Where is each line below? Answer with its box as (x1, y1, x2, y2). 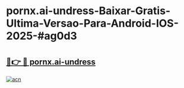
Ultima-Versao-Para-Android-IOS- (6, 17, 179, 30)
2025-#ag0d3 (6, 30, 78, 43)
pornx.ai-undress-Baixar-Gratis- (6, 4, 170, 18)
